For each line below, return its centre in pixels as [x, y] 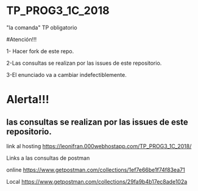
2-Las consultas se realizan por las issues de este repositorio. [84, 63]
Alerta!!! [28, 100]
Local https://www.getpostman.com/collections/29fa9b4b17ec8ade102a [97, 181]
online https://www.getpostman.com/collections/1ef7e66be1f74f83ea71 [96, 170]
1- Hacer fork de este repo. [40, 51]
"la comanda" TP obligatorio [42, 27]
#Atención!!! [22, 39]
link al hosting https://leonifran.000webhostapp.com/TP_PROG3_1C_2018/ [99, 146]
